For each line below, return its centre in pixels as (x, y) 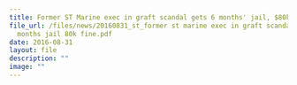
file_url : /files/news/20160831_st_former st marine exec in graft (136, 26)
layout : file (33, 50)
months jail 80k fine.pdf (65, 34)
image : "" (27, 67)
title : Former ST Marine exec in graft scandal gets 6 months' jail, (140, 17)
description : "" (39, 58)
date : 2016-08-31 (41, 42)
